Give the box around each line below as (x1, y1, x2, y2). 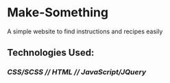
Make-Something (7, 5, 108, 20)
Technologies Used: (7, 47, 95, 59)
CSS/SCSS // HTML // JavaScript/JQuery (7, 67, 146, 77)
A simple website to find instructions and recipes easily (7, 27, 163, 35)
